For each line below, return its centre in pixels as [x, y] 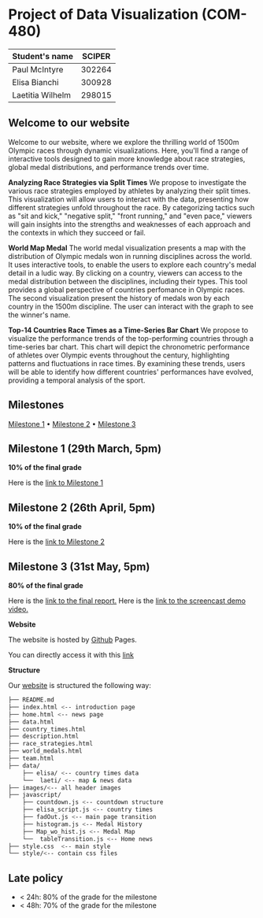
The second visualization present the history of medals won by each [119, 298]
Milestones [36, 405]
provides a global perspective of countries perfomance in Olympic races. [127, 290]
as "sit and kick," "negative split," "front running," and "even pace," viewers [130, 216]
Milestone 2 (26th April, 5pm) [82, 507]
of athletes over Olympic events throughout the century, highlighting [119, 355]
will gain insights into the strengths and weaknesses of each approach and [129, 224]
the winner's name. [39, 315]
